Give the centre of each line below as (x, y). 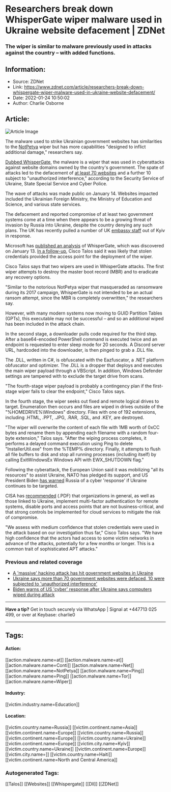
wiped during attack (34, 595)
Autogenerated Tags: (32, 773)
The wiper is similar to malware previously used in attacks (78, 46)
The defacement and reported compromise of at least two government (79, 214)
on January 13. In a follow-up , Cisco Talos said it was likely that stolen (78, 251)
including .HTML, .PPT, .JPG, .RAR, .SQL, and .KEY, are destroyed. (75, 417)
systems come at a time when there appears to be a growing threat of (78, 219)
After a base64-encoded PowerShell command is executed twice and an (81, 339)
